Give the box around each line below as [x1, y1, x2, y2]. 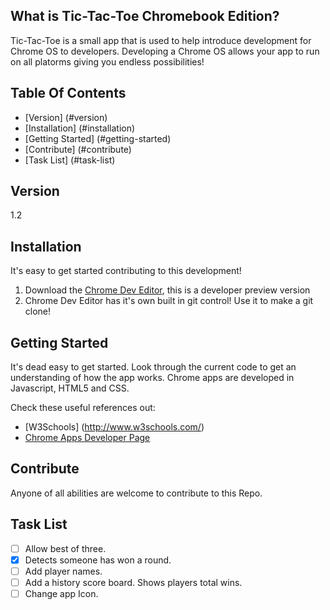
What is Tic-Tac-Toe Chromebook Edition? [10, 8, 280, 25]
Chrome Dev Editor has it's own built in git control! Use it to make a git [24, 295, 314, 307]
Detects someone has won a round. [24, 554, 172, 566]
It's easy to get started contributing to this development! [10, 265, 242, 277]
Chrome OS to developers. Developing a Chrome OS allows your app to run [10, 45, 320, 57]
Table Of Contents [10, 85, 127, 102]
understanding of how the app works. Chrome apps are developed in [10, 372, 295, 384]
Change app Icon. [24, 587, 99, 599]
